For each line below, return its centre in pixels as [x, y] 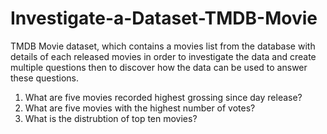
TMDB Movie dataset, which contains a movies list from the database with [163, 46]
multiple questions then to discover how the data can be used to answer [159, 67]
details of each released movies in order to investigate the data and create [163, 56]
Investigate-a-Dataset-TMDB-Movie [164, 18]
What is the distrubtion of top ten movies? [111, 118]
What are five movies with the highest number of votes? [140, 108]
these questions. [44, 78]
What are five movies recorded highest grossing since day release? [163, 97]
